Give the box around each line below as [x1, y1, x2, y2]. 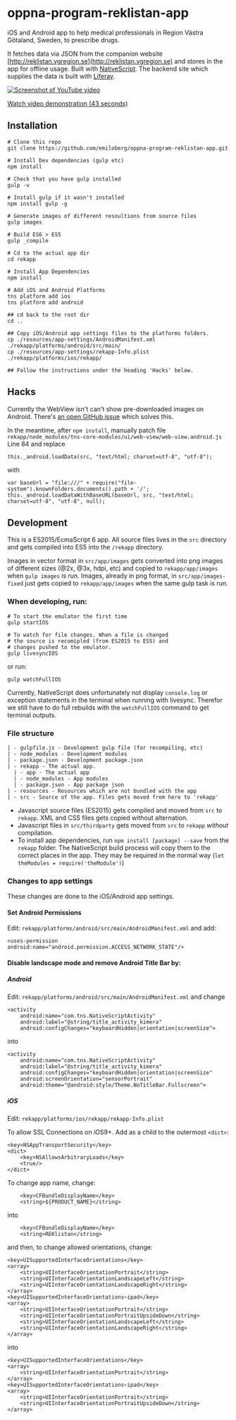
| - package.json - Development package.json [7, 756, 143, 763]
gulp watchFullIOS [7, 676, 61, 683]
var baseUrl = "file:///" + [7, 479, 90, 486]
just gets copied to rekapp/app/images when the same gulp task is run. [24, 579, 228, 588]
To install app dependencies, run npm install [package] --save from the [17, 836, 229, 844]
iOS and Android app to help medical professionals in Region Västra [7, 28, 204, 37]
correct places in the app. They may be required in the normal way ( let [17, 851, 225, 859]
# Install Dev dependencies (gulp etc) [7, 157, 125, 164]
